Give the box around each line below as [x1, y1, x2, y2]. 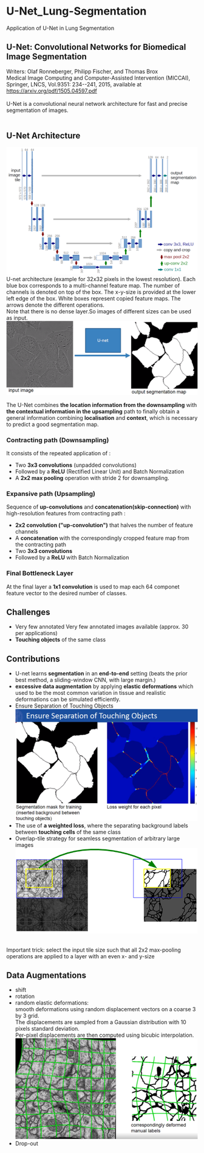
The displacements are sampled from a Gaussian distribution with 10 [15, 1019, 186, 1026]
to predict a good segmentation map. [6, 420, 99, 428]
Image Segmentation [6, 52, 87, 62]
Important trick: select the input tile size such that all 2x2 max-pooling [6, 946, 181, 953]
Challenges [6, 607, 50, 617]
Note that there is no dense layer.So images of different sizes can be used [6, 308, 191, 315]
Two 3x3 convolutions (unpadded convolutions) [15, 461, 137, 469]
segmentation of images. [6, 106, 69, 114]
